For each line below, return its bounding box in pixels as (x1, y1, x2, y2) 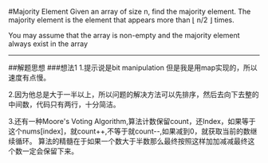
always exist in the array (8, 39, 89, 49)
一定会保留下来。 (22, 146, 78, 156)
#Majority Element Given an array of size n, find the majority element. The (8, 7, 251, 16)
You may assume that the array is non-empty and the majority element (8, 31, 241, 40)
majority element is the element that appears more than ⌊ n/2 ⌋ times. (8, 15, 235, 25)
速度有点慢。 (8, 73, 50, 82)
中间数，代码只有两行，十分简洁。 (8, 99, 120, 109)
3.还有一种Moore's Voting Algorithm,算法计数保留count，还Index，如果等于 (8, 117, 257, 126)
